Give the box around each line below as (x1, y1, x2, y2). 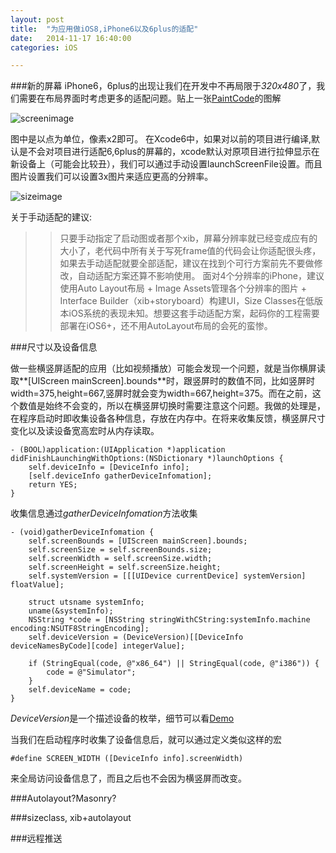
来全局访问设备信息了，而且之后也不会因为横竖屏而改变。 (10, 772, 247, 785)
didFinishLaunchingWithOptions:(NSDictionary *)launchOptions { (10, 454, 284, 464)
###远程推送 (10, 832, 63, 845)
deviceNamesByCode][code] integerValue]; (10, 641, 186, 651)
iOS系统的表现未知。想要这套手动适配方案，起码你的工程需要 (68, 307, 320, 320)
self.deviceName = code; (28, 685, 132, 695)
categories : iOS (10, 42, 78, 53)
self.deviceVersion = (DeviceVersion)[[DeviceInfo (28, 632, 244, 643)
